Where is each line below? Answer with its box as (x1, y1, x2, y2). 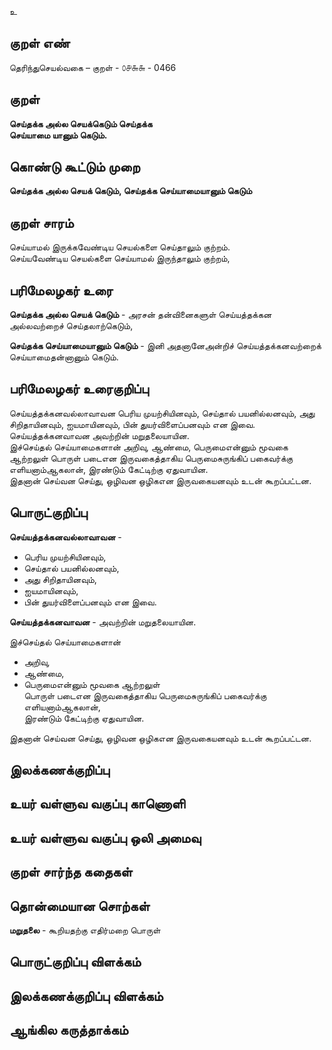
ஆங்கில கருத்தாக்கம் (9, 1022, 129, 1039)
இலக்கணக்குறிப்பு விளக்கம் (9, 987, 164, 1005)
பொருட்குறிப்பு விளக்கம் (9, 954, 142, 971)
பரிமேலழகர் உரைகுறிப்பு (9, 381, 149, 398)
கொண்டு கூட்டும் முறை (9, 159, 141, 176)
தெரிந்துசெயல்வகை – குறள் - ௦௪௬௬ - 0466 (9, 61, 177, 73)
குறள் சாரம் (9, 214, 74, 231)
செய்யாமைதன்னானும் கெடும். (9, 351, 119, 363)
